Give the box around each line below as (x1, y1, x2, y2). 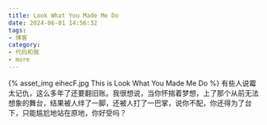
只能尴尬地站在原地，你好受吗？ (21, 108, 127, 117)
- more (8, 56, 30, 64)
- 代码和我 (8, 48, 40, 56)
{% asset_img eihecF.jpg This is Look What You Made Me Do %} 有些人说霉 (8, 78, 257, 88)
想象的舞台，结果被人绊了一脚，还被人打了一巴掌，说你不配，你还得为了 (8, 98, 245, 108)
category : (8, 41, 41, 49)
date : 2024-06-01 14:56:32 (8, 19, 98, 27)
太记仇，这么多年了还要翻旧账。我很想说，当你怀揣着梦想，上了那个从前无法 (8, 88, 259, 97)
